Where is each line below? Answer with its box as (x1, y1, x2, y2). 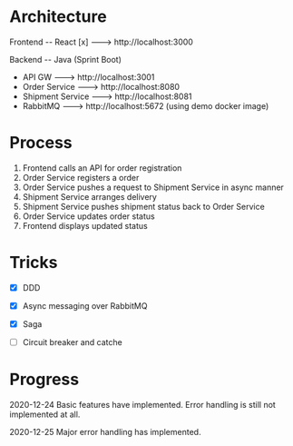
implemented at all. (9, 409, 81, 420)
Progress (9, 370, 80, 390)
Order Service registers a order (22, 172, 140, 183)
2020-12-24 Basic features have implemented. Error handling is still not (9, 400, 277, 410)
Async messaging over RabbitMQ (22, 300, 148, 311)
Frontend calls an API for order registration (22, 162, 182, 173)
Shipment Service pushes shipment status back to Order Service (22, 201, 265, 212)
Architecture (9, 6, 107, 27)
